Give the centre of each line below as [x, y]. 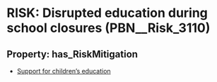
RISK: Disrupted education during [107, 13]
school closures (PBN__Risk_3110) [108, 28]
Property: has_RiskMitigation [72, 54]
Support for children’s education [64, 71]
